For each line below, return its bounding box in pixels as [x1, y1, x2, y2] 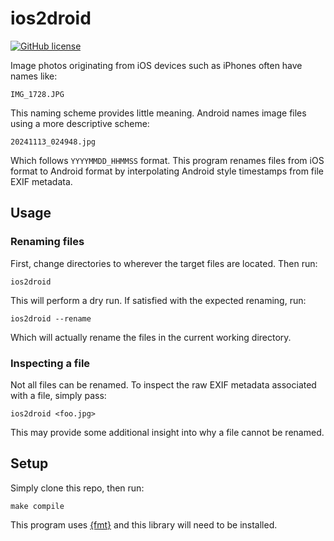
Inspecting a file [10, 356, 91, 370]
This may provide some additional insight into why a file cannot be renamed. [10, 426, 325, 438]
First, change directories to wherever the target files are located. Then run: [10, 257, 318, 269]
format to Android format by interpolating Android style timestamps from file [10, 165, 324, 177]
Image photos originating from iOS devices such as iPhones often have [10, 59, 303, 71]
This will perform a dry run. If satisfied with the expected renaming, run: [10, 294, 307, 306]
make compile [10, 501, 65, 511]
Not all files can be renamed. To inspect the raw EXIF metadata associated [10, 378, 317, 391]
